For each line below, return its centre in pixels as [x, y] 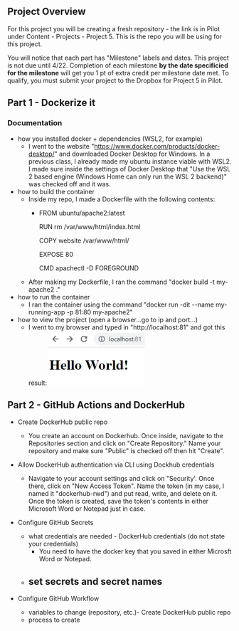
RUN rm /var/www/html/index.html [90, 226]
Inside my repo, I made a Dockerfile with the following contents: [122, 199]
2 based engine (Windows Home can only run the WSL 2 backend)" [128, 176]
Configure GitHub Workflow [58, 599]
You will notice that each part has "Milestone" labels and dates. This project [118, 58]
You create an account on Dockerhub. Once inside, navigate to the [126, 436]
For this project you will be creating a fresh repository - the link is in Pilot [114, 28]
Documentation [35, 123]
